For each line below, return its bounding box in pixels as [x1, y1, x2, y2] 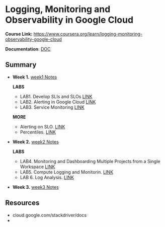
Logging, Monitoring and [5, 4, 111, 15]
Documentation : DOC [5, 46, 51, 52]
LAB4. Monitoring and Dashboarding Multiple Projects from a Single [20, 158, 160, 164]
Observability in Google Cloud [5, 14, 134, 26]
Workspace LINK [20, 164, 55, 170]
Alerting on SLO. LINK [20, 123, 65, 129]
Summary [5, 60, 37, 69]
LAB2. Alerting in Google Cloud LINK [20, 99, 96, 105]
